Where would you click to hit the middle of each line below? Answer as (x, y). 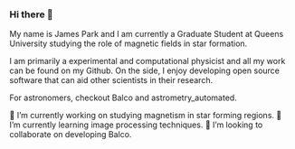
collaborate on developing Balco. (71, 135)
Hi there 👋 (32, 14)
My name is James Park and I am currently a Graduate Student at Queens (147, 34)
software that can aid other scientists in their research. (111, 80)
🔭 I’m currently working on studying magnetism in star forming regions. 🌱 (146, 116)
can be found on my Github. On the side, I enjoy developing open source (145, 70)
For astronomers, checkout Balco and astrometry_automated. (123, 98)
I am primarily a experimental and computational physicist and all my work (147, 61)
